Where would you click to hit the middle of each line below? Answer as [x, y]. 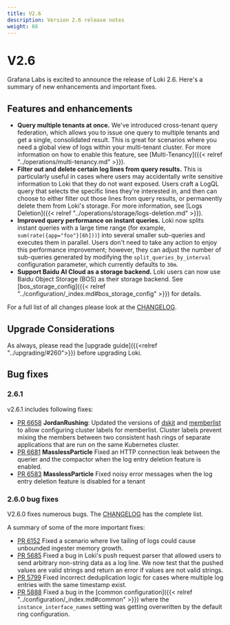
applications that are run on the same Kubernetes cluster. [98, 444]
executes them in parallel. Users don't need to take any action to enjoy [117, 243]
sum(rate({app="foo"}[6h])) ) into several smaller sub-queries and [111, 235]
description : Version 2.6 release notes [66, 20]
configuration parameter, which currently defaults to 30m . [97, 265]
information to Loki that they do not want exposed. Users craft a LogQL [118, 184]
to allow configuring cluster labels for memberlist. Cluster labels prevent [119, 430]
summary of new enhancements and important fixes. [82, 87]
